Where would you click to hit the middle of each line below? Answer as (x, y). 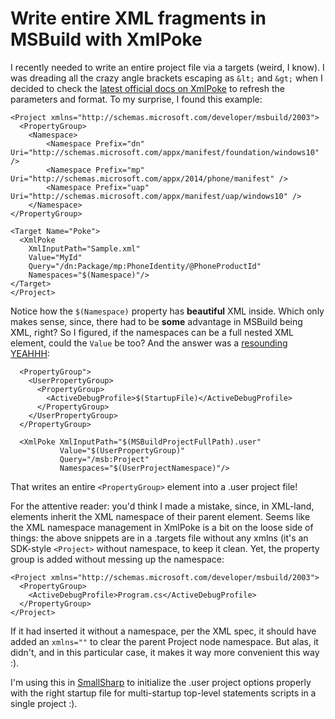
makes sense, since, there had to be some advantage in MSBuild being (156, 321)
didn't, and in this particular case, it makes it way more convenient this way (165, 652)
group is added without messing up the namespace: (117, 559)
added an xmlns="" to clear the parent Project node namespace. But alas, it (164, 641)
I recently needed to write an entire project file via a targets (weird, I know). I (167, 67)
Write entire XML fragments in (138, 18)
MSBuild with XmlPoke (106, 39)
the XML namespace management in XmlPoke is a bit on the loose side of (162, 527)
